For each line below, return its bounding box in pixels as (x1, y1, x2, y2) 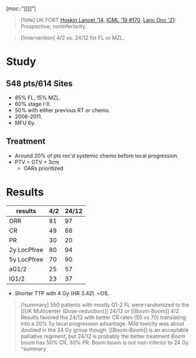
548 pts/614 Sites (6, 78, 73, 88)
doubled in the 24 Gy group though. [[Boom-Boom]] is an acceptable (20, 326, 189, 333)
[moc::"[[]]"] (6, 5, 37, 12)
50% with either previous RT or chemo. (14, 107, 110, 114)
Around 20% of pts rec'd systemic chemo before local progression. (14, 152, 179, 159)
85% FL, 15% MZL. (14, 94, 61, 101)
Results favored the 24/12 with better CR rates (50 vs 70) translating (20, 314, 187, 321)
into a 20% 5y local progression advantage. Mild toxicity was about (20, 320, 185, 327)
